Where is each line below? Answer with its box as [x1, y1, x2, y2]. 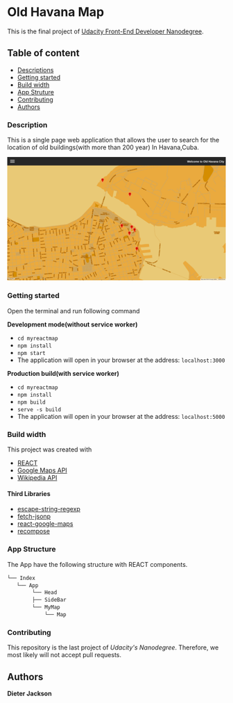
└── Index [7, 574, 36, 581]
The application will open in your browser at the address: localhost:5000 [17, 412, 225, 420]
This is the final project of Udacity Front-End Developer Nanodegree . [7, 27, 205, 35]
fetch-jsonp [17, 512, 51, 521]
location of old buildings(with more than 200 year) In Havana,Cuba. [7, 143, 200, 151]
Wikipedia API [17, 474, 58, 482]
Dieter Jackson [7, 689, 52, 697]
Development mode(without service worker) [7, 320, 138, 329]
